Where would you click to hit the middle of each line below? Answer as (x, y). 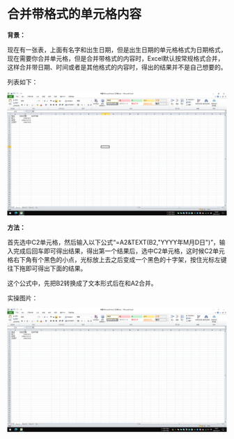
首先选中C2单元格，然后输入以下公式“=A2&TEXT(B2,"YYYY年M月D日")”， (113, 242)
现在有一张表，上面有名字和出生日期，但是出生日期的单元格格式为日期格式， (117, 49)
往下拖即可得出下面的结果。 (47, 268)
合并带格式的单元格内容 (75, 14)
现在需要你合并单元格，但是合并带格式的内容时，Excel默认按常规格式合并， (116, 58)
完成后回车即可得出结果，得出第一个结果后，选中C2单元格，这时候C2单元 (119, 251)
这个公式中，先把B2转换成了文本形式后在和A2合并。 (82, 284)
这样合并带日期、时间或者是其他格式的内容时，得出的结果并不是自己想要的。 (117, 67)
